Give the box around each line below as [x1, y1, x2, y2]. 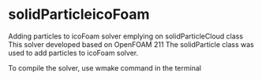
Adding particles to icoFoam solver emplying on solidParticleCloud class [8, 31, 243, 41]
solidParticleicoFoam [8, 5, 150, 24]
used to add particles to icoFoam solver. [8, 48, 139, 57]
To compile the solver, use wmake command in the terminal [8, 63, 201, 72]
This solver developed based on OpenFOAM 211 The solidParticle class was [8, 39, 255, 49]
